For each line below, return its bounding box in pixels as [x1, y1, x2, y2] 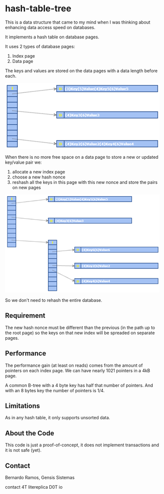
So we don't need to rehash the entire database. [5, 297, 102, 303]
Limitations [5, 402, 40, 410]
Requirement [5, 312, 46, 320]
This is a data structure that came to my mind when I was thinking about [5, 19, 151, 25]
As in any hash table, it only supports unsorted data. [5, 415, 110, 421]
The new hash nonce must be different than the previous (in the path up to [5, 324, 155, 330]
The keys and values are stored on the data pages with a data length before [5, 67, 158, 74]
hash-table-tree [5, 3, 71, 14]
